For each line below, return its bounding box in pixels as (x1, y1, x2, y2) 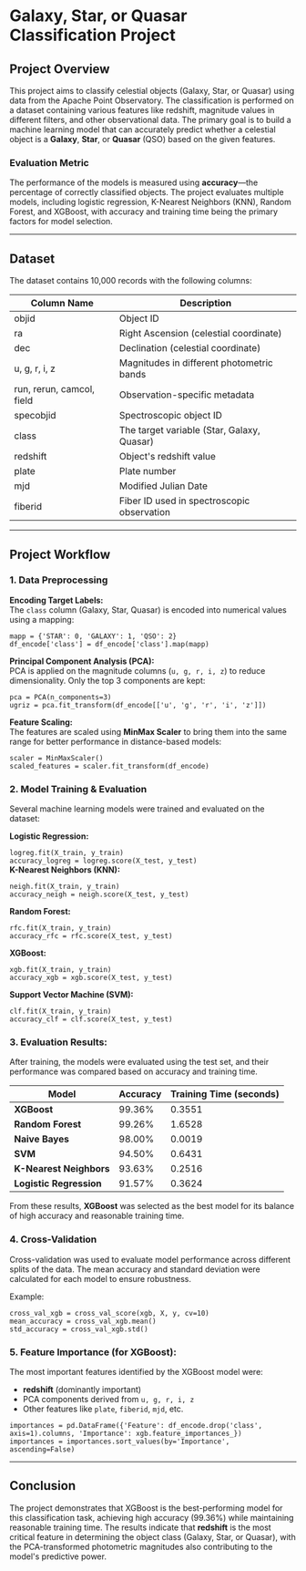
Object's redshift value (118, 450, 217, 463)
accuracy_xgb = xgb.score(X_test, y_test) (9, 973, 173, 983)
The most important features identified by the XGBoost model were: (9, 1366, 264, 1377)
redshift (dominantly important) (22, 1383, 142, 1395)
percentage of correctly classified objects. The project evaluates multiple (9, 187, 284, 198)
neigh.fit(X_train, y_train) (9, 882, 120, 892)
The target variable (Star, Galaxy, (118, 424, 261, 437)
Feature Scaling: (9, 717, 73, 728)
